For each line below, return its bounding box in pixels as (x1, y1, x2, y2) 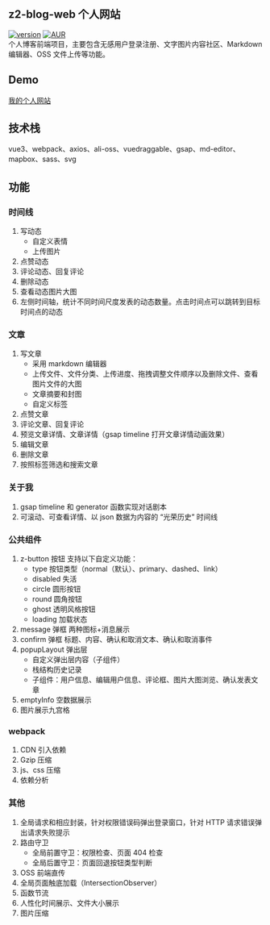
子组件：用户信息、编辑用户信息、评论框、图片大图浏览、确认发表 (31, 675, 251, 685)
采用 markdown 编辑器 (31, 359, 107, 369)
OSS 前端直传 (19, 868, 66, 877)
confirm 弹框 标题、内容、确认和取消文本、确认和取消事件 (19, 635, 213, 644)
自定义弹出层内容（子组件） (31, 655, 125, 665)
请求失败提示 (27, 827, 70, 837)
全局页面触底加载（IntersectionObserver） (19, 877, 162, 887)
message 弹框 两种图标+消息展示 (19, 624, 131, 635)
